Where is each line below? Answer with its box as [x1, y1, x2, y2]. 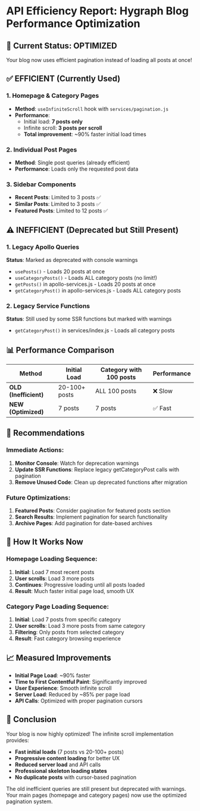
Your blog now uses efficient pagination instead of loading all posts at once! [6, 57, 192, 63]
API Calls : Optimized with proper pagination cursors [14, 697, 143, 704]
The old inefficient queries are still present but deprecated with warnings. [6, 785, 186, 792]
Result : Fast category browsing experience [14, 635, 121, 642]
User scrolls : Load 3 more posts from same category [14, 622, 146, 630]
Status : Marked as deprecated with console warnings [6, 256, 138, 263]
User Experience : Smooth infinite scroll [14, 684, 112, 692]
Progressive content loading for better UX [14, 754, 120, 761]
